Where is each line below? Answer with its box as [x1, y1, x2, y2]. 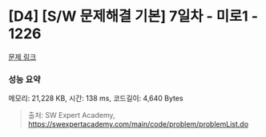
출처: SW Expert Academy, [27, 111, 115, 120]
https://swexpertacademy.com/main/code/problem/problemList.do [27, 119, 249, 129]
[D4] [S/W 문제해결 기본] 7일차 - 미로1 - [8, 7, 259, 25]
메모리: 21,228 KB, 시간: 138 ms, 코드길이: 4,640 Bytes [8, 93, 183, 104]
